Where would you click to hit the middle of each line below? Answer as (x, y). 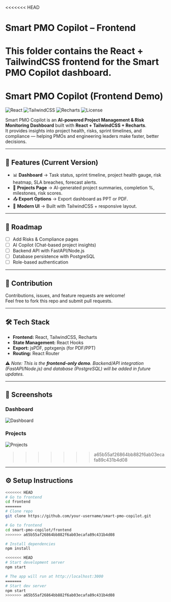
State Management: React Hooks (48, 342)
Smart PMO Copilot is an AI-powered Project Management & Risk (75, 120)
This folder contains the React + (74, 51)
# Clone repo (19, 511)
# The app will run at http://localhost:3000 (54, 576)
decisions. (16, 141)
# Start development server (35, 563)
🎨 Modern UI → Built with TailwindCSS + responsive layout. (75, 206)
